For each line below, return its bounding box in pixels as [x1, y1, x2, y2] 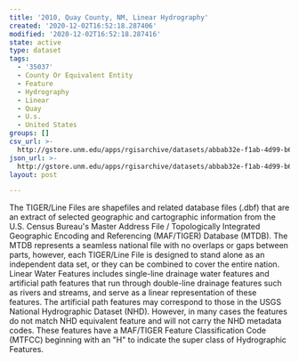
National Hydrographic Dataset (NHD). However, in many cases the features [9, 306, 287, 317]
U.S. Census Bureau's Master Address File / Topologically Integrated [9, 221, 261, 232]
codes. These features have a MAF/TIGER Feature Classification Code [9, 326, 267, 336]
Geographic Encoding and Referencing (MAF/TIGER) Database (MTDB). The [9, 230, 288, 241]
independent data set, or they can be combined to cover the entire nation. [9, 259, 280, 269]
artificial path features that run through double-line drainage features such [9, 278, 282, 289]
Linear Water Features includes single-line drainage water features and [9, 269, 270, 279]
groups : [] [9, 129, 50, 138]
